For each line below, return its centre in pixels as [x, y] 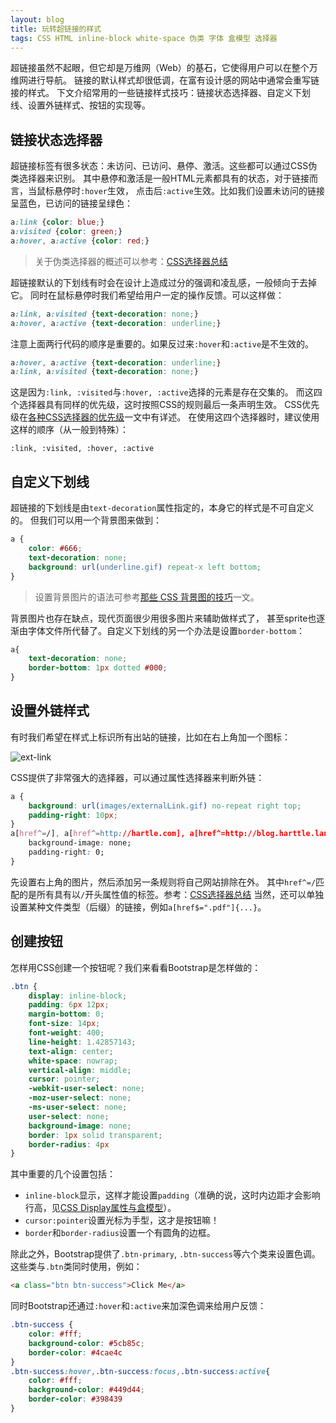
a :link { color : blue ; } [57, 222]
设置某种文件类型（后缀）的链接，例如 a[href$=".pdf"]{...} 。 [138, 907]
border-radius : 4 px [69, 1144]
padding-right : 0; [66, 852]
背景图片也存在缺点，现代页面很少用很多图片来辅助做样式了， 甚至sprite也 [163, 618]
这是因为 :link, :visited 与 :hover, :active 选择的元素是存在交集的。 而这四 [166, 392]
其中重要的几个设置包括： [63, 1174]
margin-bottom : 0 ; [66, 1014]
